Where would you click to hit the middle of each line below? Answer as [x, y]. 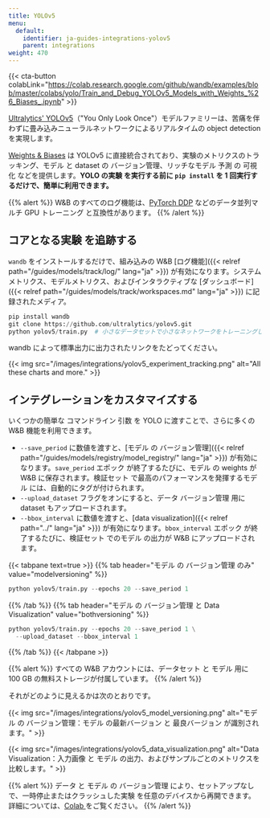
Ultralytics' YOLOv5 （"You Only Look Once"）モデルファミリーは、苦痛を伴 [134, 118]
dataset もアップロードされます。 [75, 508]
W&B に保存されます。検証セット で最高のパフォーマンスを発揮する [131, 478]
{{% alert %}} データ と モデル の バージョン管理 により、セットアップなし [131, 785]
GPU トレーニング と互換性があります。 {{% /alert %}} [114, 213]
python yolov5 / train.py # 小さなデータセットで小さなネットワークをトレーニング [133, 331]
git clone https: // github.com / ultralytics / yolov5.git [100, 324]
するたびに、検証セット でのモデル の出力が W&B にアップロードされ [141, 538]
